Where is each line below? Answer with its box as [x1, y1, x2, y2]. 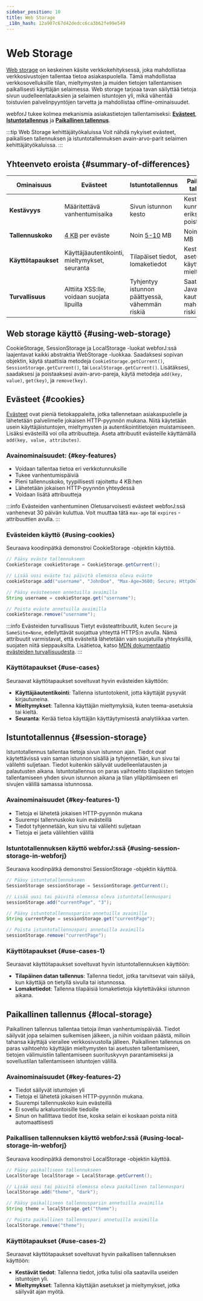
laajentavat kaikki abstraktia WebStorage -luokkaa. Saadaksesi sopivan [6, 351, 183, 358]
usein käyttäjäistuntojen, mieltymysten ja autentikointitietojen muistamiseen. [6, 423, 195, 431]
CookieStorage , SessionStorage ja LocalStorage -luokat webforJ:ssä [6, 344, 177, 352]
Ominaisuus [16, 181, 52, 189]
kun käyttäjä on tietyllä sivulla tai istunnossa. [14, 979, 126, 986]
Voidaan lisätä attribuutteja [14, 491, 82, 498]
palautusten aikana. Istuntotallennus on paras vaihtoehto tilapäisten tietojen [6, 768, 194, 775]
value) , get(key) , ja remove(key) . [6, 377, 88, 384]
